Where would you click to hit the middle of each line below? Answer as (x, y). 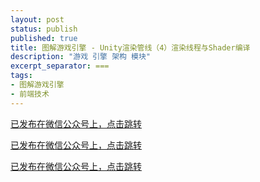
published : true (44, 38)
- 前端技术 (30, 94)
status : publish (44, 29)
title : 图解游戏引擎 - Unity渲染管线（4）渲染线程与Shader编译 (130, 47)
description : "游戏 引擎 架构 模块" (81, 57)
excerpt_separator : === (60, 66)
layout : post (37, 19)
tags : (21, 76)
